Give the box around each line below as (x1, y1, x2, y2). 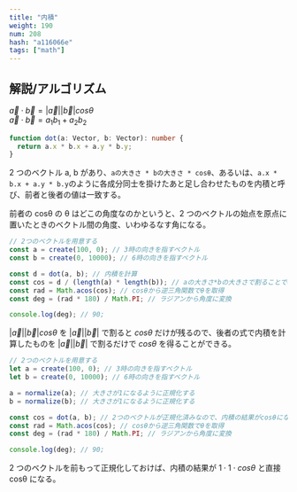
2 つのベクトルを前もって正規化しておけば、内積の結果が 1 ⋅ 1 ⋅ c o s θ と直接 (9, 463, 281, 473)
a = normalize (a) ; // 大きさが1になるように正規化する (9, 388, 195, 397)
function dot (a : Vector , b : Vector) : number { (9, 134, 184, 143)
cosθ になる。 (9, 473, 61, 484)
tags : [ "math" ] (9, 46, 65, 55)
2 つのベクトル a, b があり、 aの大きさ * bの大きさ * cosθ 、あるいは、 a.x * (9, 168, 278, 178)
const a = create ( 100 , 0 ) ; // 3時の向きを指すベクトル (9, 246, 201, 254)
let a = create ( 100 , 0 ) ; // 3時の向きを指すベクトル (9, 364, 193, 373)
